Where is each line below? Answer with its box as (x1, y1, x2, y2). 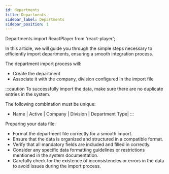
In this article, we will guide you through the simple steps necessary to (5, 45, 153, 51)
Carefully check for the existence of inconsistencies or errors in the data (12, 158, 164, 164)
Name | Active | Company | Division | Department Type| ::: (12, 111, 134, 117)
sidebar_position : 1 (5, 21, 49, 27)
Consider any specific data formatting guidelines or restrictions (12, 147, 145, 153)
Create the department (12, 71, 61, 77)
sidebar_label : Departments (5, 17, 65, 22)
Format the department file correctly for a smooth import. (12, 131, 133, 137)
